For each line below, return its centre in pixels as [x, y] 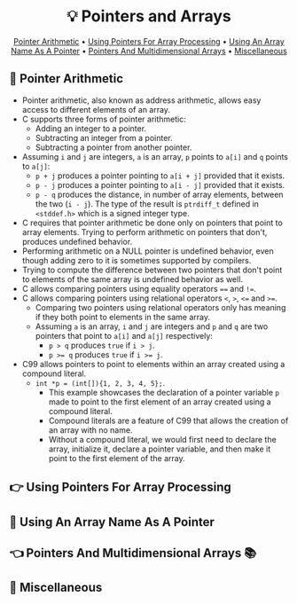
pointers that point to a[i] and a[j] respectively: [124, 335]
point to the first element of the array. [117, 458]
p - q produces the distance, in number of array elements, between [159, 194]
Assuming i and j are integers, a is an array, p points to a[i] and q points [155, 156]
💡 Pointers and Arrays [149, 16]
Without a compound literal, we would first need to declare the [162, 439]
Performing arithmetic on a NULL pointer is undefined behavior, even [148, 251]
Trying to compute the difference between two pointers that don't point [152, 270]
